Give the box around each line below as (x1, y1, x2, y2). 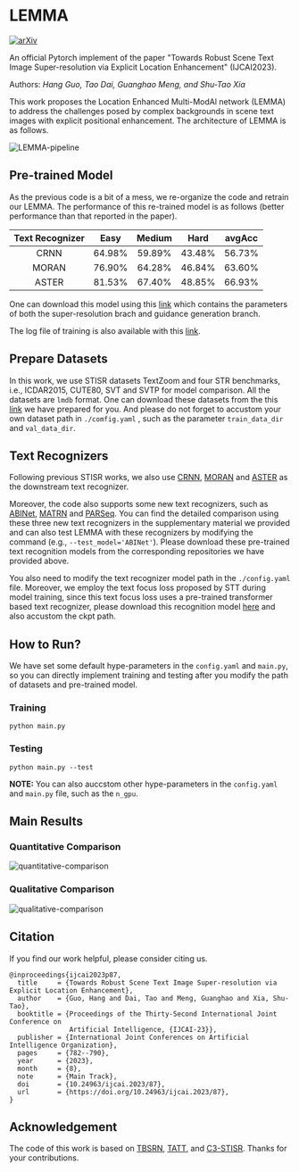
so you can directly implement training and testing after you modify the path (9, 670, 288, 681)
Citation (9, 929, 55, 944)
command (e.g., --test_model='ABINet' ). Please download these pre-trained (9, 536, 290, 547)
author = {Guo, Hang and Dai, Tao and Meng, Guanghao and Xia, (17, 993, 270, 1002)
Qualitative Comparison (9, 883, 114, 895)
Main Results (9, 814, 83, 829)
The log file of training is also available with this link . (9, 325, 201, 336)
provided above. (9, 555, 70, 567)
